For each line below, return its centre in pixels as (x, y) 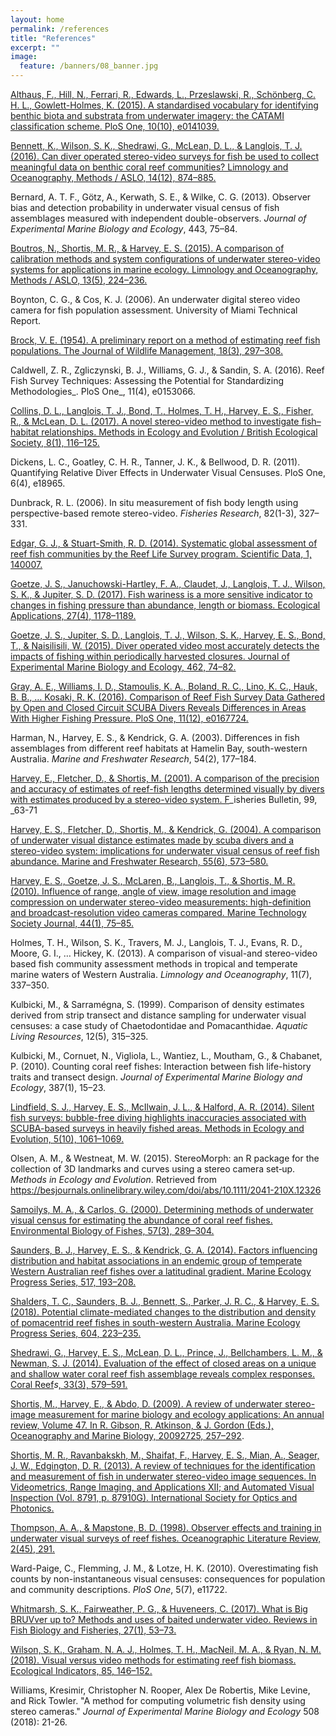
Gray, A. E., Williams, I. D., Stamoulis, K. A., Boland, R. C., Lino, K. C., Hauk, (164, 686)
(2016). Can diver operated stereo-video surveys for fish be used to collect (164, 156)
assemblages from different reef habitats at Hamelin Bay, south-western (159, 748)
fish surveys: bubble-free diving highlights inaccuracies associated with (158, 1117)
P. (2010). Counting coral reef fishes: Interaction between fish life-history (161, 1066)
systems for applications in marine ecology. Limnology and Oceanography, (164, 269)
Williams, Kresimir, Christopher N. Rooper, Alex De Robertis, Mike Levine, (160, 1690)
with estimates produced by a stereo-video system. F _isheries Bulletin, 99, (164, 799)
